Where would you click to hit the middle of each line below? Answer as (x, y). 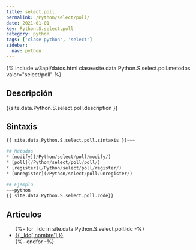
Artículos (24, 214)
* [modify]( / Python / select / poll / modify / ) (59, 157)
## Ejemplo (20, 184)
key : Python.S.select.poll (40, 29)
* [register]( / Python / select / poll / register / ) (64, 168)
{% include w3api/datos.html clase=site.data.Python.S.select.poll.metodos (98, 68)
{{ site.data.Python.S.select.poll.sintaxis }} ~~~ (71, 141)
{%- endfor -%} (34, 242)
